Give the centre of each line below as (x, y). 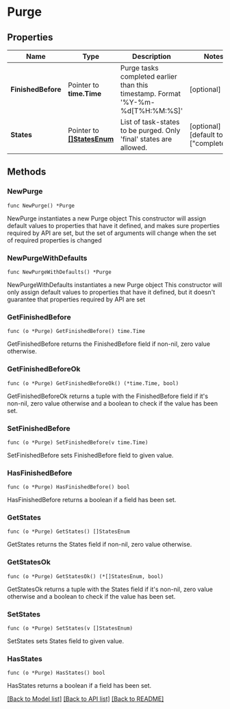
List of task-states (150, 122)
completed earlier (149, 76)
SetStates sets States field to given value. (66, 641)
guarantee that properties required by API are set (76, 299)
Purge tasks (139, 68)
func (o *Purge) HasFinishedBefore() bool (68, 487)
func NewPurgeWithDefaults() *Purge (59, 272)
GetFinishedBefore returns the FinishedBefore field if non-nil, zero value (109, 344)
